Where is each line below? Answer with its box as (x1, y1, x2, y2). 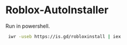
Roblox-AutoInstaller (5, 3, 109, 17)
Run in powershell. (5, 22, 50, 29)
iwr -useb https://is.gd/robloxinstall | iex (8, 33, 121, 39)
